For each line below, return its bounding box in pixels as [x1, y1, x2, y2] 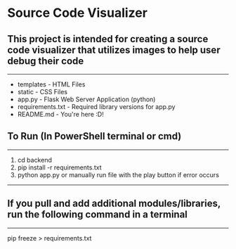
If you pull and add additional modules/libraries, [7, 198, 221, 210]
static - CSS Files [17, 88, 68, 96]
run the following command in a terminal [7, 209, 188, 221]
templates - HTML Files [17, 80, 86, 89]
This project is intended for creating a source [7, 33, 209, 45]
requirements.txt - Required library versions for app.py [17, 103, 176, 110]
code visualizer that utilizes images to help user [7, 44, 221, 56]
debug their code [7, 55, 84, 67]
